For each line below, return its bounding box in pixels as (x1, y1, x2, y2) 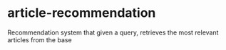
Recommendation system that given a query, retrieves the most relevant (7, 28, 219, 37)
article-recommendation (7, 5, 156, 21)
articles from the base (7, 35, 73, 44)
